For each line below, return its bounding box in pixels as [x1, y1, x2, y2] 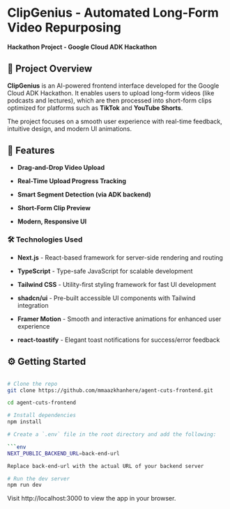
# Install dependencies [7, 412, 77, 419]
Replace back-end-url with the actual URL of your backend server [7, 462, 204, 469]
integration [17, 301, 49, 309]
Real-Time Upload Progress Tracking [17, 176, 127, 185]
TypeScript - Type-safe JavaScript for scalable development [17, 267, 193, 275]
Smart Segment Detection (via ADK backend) [17, 190, 151, 198]
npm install [7, 418, 42, 425]
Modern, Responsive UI [17, 217, 87, 226]
